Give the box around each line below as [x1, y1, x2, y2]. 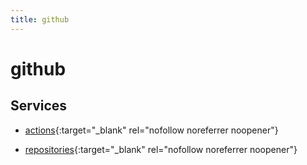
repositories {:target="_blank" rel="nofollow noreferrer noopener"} [24, 143, 298, 155]
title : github [10, 14, 70, 25]
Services [10, 97, 68, 115]
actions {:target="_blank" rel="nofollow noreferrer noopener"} [24, 124, 279, 136]
